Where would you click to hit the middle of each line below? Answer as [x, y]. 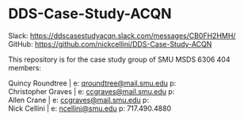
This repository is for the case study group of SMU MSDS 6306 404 [119, 59]
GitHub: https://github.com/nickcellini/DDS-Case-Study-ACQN [110, 43]
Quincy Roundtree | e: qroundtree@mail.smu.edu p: [92, 83]
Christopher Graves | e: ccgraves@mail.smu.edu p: [91, 91]
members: [25, 67]
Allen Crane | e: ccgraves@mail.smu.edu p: [78, 100]
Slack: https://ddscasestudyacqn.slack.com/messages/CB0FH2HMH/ [122, 36]
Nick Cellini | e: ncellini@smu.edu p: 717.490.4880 [90, 108]
